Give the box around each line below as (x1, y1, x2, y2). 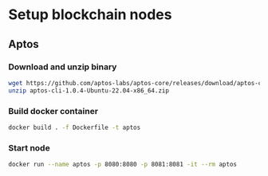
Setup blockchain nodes (8, 6, 172, 24)
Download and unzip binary (8, 61, 117, 72)
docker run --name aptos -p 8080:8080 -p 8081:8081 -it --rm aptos (8, 161, 238, 169)
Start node (8, 142, 50, 153)
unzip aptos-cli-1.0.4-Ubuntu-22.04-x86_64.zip (8, 86, 170, 95)
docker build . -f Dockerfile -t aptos (8, 123, 141, 131)
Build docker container (8, 105, 98, 116)
